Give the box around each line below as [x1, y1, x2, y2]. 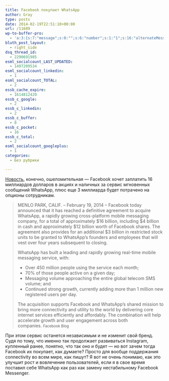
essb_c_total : [5, 134, 35, 139]
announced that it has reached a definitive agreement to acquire [17, 207, 151, 213]
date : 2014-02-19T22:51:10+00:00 [5, 21, 75, 27]
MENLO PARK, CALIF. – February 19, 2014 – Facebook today [17, 202, 142, 208]
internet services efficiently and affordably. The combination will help [17, 312, 161, 318]
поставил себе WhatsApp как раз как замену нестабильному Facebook [5, 364, 158, 370]
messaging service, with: [17, 255, 69, 261]
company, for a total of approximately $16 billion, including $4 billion [17, 218, 159, 224]
